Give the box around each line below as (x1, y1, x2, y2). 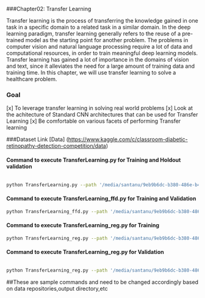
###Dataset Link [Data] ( (6, 136, 69, 143)
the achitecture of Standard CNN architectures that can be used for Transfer (6, 111, 198, 118)
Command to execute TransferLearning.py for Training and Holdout (6, 156, 181, 164)
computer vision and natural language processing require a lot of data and (6, 43, 193, 50)
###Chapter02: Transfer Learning (6, 5, 92, 12)
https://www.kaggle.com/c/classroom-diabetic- (68, 136, 188, 143)
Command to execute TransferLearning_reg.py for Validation (6, 249, 164, 256)
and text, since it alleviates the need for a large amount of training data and (6, 62, 195, 70)
